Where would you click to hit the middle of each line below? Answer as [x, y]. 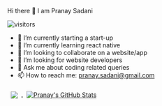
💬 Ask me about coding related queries [73, 67]
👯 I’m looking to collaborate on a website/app [82, 53]
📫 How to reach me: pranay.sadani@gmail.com [86, 75]
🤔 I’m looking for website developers [70, 60]
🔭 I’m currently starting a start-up [65, 38]
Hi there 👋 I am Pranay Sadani [50, 11]
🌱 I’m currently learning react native [69, 45]
